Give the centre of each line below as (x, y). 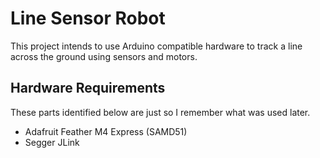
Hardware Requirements (88, 88)
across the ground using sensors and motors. (104, 56)
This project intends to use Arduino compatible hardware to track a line (156, 46)
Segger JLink (52, 142)
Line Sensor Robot (88, 18)
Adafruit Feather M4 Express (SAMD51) (106, 131)
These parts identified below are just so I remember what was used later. (160, 112)
